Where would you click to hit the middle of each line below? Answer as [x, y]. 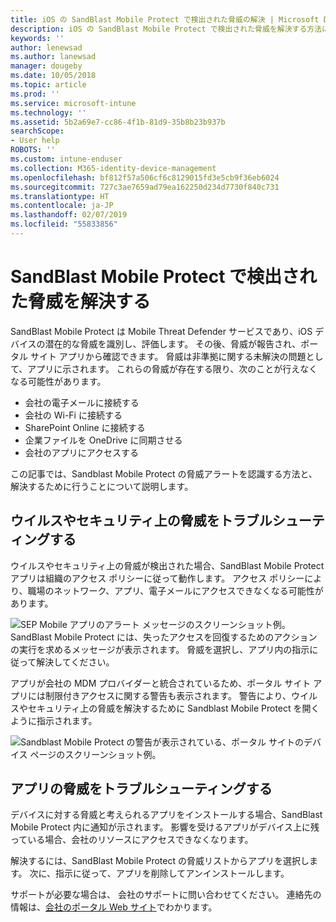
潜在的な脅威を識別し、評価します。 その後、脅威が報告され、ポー [181, 343]
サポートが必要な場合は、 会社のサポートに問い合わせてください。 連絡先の [166, 895]
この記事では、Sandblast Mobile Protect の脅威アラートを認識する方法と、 [164, 473]
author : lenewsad [46, 47]
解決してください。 [75, 662]
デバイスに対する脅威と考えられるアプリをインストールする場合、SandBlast [166, 815]
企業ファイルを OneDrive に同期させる [103, 440]
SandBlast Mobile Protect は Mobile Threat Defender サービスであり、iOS [161, 331]
